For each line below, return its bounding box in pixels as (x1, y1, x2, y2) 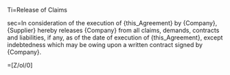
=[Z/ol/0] (7, 61, 33, 69)
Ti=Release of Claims (7, 6, 67, 14)
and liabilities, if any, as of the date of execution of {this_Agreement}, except (7, 33, 223, 42)
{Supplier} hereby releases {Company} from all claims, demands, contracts (7, 27, 220, 34)
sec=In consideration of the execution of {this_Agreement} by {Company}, (7, 19, 218, 27)
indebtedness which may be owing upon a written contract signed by (7, 41, 203, 48)
